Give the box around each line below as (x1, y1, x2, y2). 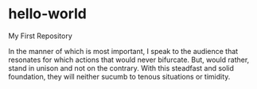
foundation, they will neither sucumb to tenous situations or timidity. (8, 72, 231, 81)
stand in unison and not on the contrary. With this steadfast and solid (8, 63, 235, 72)
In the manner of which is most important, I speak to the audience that (8, 46, 239, 56)
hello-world (8, 5, 88, 23)
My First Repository (8, 31, 73, 41)
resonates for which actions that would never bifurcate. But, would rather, (8, 55, 250, 64)
